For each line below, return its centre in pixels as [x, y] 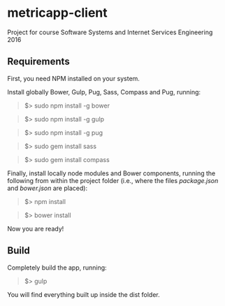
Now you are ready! [36, 228]
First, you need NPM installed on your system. [73, 78]
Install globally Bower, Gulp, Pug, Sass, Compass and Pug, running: [104, 92]
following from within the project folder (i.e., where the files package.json [113, 180]
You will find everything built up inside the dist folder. [84, 294]
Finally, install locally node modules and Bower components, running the [111, 173]
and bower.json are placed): [48, 188]
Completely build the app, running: [57, 268]
